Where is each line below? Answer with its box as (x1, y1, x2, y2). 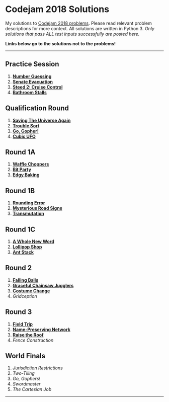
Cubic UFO (12, 133, 36, 139)
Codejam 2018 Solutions (5, 4, 110, 15)
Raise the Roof (12, 332, 44, 338)
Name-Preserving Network (12, 326, 70, 333)
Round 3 (5, 308, 32, 316)
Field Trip (12, 321, 33, 327)
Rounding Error (12, 200, 45, 206)
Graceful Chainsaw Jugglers (12, 282, 74, 288)
